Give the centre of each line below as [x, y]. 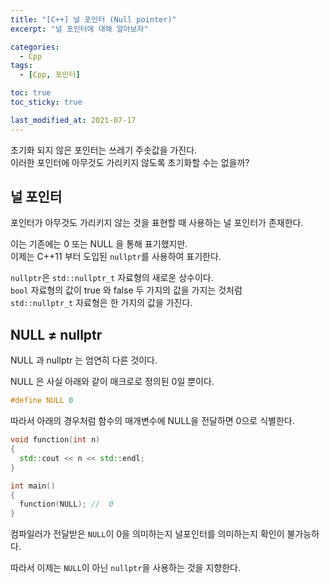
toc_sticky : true [46, 102]
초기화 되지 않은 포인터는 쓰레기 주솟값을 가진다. [104, 150]
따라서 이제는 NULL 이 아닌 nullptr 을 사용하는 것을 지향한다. [125, 568]
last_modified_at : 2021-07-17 [73, 120]
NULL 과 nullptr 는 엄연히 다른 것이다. [84, 360]
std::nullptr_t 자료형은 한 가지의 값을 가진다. [101, 303]
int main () [33, 486]
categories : [35, 47]
